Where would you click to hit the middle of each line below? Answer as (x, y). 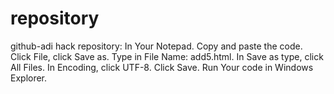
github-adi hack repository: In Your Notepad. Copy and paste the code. (156, 46)
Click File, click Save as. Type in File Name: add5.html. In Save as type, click (167, 56)
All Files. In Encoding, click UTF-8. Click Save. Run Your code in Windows (162, 67)
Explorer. (29, 78)
